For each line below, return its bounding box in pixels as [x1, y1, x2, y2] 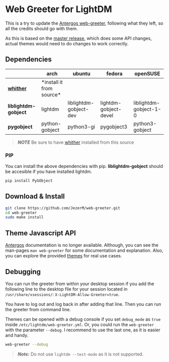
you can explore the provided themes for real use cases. [5, 253, 122, 259]
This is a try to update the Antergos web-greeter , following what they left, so [5, 20, 163, 26]
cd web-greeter [5, 210, 37, 215]
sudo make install [5, 215, 44, 220]
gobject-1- [133, 106, 161, 113]
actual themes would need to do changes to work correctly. [5, 40, 129, 46]
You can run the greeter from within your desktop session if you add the [5, 281, 154, 287]
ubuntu [72, 70, 91, 77]
